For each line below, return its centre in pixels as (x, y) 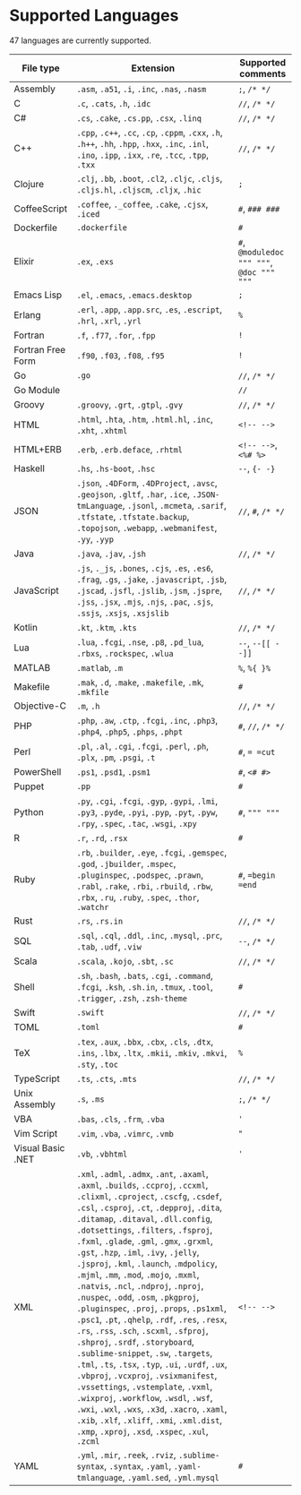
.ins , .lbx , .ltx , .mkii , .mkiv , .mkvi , (152, 1053)
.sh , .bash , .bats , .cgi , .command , (145, 975)
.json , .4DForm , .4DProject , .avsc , (147, 483)
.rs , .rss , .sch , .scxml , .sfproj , (142, 1330)
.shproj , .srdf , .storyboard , (135, 1342)
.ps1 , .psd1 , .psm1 (113, 771)
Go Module (37, 390)
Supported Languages (94, 16)
